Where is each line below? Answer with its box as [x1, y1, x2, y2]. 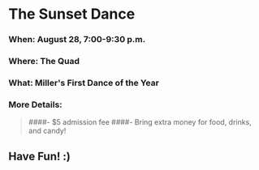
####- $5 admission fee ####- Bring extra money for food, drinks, [28, 117, 252, 127]
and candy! [28, 126, 67, 136]
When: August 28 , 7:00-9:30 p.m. [8, 34, 146, 45]
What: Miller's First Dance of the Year [8, 77, 160, 88]
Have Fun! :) [8, 149, 71, 163]
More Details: [8, 99, 63, 110]
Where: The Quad [8, 56, 80, 67]
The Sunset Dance [8, 5, 136, 23]
